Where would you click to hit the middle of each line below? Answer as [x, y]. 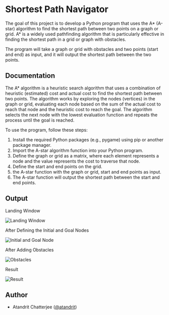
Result [12, 269]
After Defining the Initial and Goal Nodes [47, 230]
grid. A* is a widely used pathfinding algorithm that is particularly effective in [85, 34]
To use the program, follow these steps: [46, 130]
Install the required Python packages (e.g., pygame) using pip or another [88, 139]
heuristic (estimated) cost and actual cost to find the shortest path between [84, 93]
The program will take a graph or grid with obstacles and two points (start [82, 49]
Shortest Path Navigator [57, 9]
